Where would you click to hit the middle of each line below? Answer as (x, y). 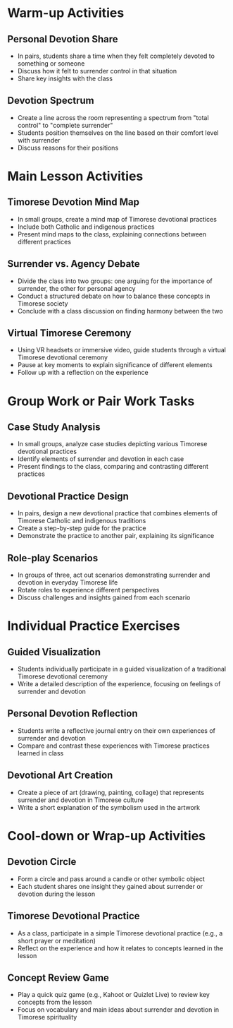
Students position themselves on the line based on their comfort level (118, 133)
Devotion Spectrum (51, 101)
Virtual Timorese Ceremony (69, 333)
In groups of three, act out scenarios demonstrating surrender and (114, 575)
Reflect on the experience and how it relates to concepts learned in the (120, 948)
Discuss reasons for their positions (68, 148)
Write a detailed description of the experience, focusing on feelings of (119, 684)
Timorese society (43, 303)
